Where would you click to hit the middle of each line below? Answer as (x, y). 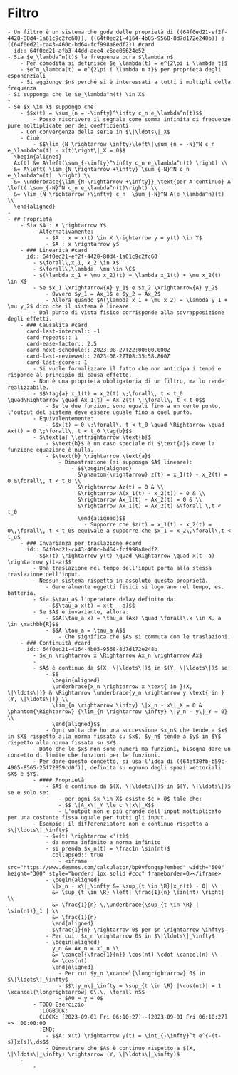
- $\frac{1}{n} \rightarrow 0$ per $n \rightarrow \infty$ (135, 930)
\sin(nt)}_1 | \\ (33, 911)
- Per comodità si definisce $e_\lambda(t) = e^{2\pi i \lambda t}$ (124, 63)
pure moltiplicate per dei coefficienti (68, 125)
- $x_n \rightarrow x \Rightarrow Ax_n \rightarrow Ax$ (118, 655)
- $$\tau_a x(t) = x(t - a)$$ (90, 606)
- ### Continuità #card (56, 643)
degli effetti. (30, 318)
